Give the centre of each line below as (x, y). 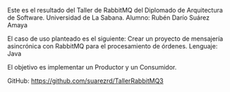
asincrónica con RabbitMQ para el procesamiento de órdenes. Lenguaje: (113, 46)
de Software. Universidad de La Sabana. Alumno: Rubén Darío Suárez (109, 18)
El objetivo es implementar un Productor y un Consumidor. (92, 67)
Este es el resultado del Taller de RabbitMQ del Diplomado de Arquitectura (115, 10)
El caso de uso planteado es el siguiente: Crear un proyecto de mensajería (115, 39)
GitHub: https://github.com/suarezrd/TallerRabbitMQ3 (85, 81)
